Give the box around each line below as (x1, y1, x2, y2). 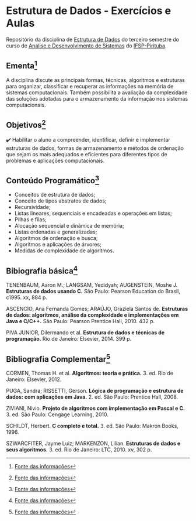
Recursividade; (14, 204, 51, 211)
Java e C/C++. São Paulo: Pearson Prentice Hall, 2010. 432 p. (6, 318, 155, 325)
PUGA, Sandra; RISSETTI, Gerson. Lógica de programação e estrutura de (6, 388, 184, 394)
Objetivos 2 (6, 118, 46, 130)
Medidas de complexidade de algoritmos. (14, 247, 114, 254)
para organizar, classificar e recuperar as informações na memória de (6, 83, 174, 90)
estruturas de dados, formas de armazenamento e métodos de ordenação (6, 145, 184, 152)
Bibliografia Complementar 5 (6, 352, 111, 364)
